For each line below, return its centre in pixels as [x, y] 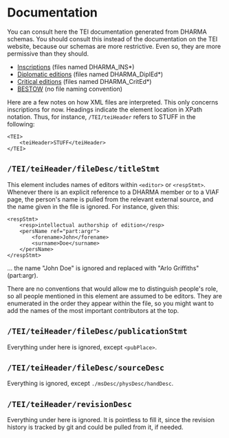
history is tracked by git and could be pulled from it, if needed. [95, 427]
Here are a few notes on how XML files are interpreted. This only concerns [113, 102]
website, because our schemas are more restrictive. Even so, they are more [114, 46]
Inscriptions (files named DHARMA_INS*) [76, 67]
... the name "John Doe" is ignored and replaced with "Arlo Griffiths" [103, 268]
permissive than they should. [48, 54]
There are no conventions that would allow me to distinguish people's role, [113, 288]
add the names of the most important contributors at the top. [93, 310]
